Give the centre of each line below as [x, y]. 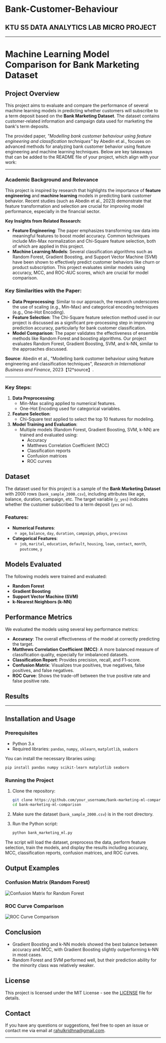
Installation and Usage [40, 719]
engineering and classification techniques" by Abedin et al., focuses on [78, 141]
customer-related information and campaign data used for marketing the [79, 121]
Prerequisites [21, 733]
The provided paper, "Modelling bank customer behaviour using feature [78, 136]
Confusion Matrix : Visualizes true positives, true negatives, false [78, 665]
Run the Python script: [35, 824]
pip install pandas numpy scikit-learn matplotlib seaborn [67, 768]
